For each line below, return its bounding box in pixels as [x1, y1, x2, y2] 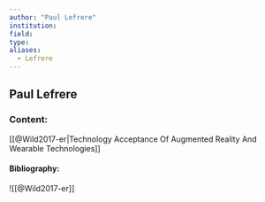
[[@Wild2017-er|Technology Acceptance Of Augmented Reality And [9, 134, 258, 144]
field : [9, 29, 34, 38]
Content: [9, 113, 49, 126]
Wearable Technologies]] [9, 143, 102, 153]
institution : [9, 21, 57, 30]
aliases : [9, 46, 42, 55]
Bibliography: [9, 163, 60, 174]
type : [9, 37, 29, 47]
